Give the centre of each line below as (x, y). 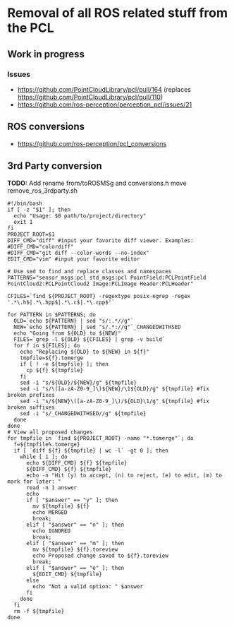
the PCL (31, 28)
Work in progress (46, 54)
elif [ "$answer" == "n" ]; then (75, 525)
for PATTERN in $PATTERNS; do (52, 315)
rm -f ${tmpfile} (39, 611)
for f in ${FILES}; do (47, 345)
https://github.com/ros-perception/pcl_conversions (92, 143)
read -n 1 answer (51, 488)
